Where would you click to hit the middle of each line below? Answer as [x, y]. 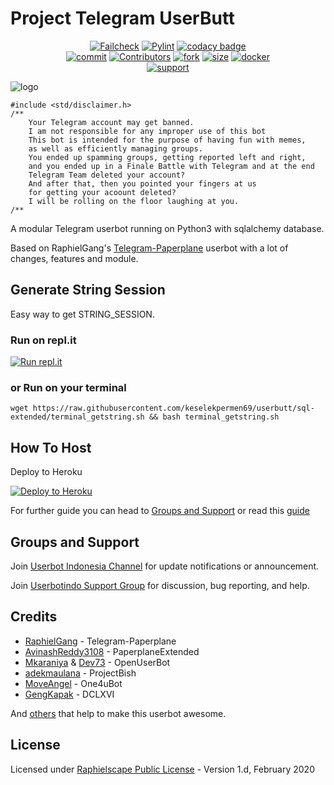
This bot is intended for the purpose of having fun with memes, [167, 140]
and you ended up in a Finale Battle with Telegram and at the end [171, 166]
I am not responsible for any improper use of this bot [147, 131]
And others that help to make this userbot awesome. [118, 713]
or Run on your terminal [68, 387]
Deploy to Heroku [46, 472]
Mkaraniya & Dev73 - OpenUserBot [97, 662]
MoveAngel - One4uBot [73, 683]
